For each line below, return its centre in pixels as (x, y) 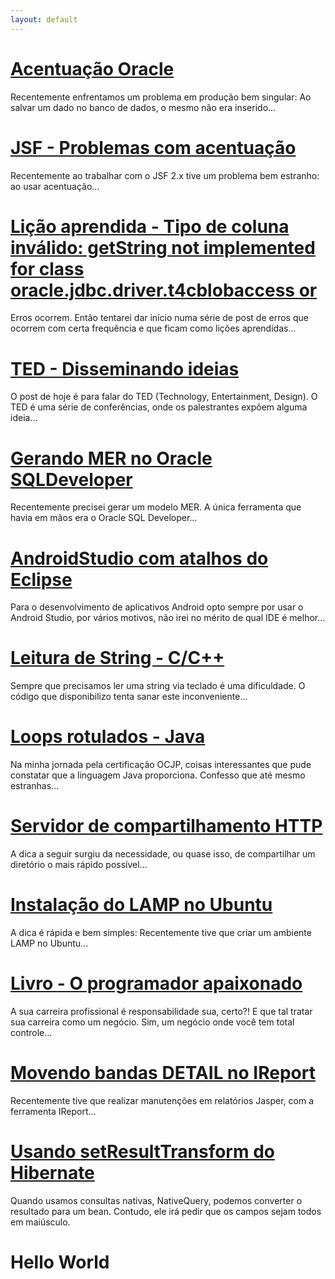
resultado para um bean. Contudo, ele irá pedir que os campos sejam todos (166, 1211)
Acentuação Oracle (92, 68)
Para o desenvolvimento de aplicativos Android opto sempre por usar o (157, 607)
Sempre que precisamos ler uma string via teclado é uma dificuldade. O (158, 686)
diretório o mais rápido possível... (79, 865)
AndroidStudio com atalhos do (139, 558)
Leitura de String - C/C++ (117, 658)
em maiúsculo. (40, 1222)
